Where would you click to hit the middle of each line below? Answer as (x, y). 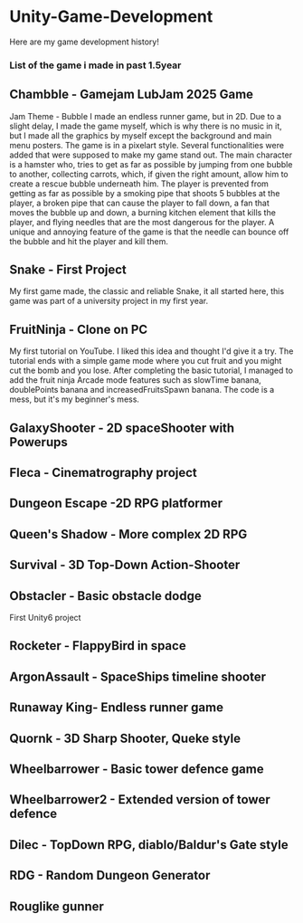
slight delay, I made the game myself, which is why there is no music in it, (146, 126)
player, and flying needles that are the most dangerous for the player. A (142, 222)
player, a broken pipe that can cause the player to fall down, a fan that (139, 203)
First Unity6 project (45, 618)
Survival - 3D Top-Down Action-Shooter (125, 565)
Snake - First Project (68, 270)
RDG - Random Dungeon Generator (110, 875)
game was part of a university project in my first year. (109, 301)
